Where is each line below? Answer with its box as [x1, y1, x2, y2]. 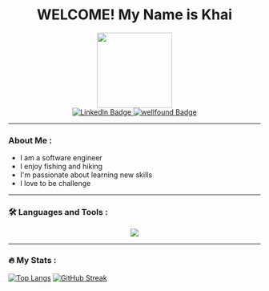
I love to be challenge [19, 179, 91, 188]
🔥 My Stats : [8, 255, 57, 266]
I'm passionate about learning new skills [19, 170, 153, 180]
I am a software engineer [19, 153, 102, 163]
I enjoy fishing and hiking [19, 162, 102, 172]
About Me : [8, 135, 52, 146]
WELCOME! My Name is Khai [36, 6, 233, 24]
